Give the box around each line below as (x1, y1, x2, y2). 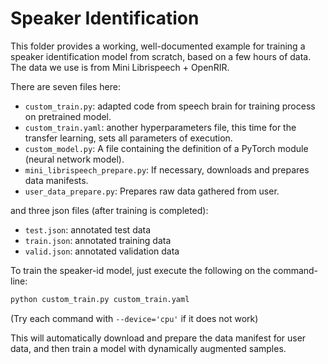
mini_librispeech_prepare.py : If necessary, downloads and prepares (24, 163, 310, 176)
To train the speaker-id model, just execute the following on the (10, 264, 272, 276)
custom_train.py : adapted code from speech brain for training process (24, 100, 316, 112)
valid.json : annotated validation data (24, 245, 180, 257)
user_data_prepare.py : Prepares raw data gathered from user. (24, 185, 280, 197)
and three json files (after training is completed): (10, 204, 209, 216)
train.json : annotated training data (24, 234, 172, 246)
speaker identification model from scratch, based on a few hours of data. (10, 50, 312, 62)
